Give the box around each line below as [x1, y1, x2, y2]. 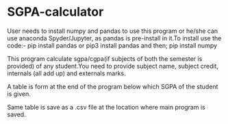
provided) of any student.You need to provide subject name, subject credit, [7, 62, 219, 70]
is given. [7, 90, 31, 98]
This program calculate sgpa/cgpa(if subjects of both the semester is [7, 54, 203, 62]
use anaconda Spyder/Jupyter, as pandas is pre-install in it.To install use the [7, 34, 222, 42]
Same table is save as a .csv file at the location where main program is [7, 103, 205, 111]
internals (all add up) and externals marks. [7, 69, 127, 77]
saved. [7, 110, 26, 119]
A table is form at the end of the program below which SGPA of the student [7, 82, 218, 90]
